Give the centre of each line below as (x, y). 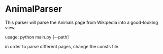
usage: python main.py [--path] (37, 37)
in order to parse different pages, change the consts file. (62, 46)
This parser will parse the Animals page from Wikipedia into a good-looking (82, 22)
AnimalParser (34, 9)
